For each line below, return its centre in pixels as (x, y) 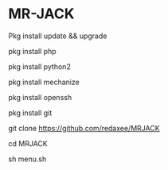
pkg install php (33, 51)
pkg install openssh (40, 97)
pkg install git (30, 113)
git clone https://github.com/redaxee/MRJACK (84, 128)
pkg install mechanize (44, 82)
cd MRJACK (28, 143)
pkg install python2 (40, 66)
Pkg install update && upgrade (58, 36)
